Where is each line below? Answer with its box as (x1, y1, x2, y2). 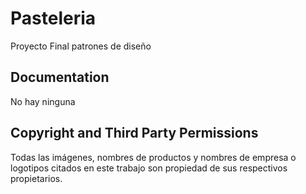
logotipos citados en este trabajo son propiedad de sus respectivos (10, 162, 288, 174)
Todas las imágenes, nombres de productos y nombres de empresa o (10, 151, 297, 163)
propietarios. (10, 172, 63, 184)
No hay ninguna (10, 95, 76, 107)
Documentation (10, 69, 110, 86)
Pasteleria (10, 7, 97, 30)
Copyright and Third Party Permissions (10, 125, 259, 142)
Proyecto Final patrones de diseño (10, 40, 152, 52)
